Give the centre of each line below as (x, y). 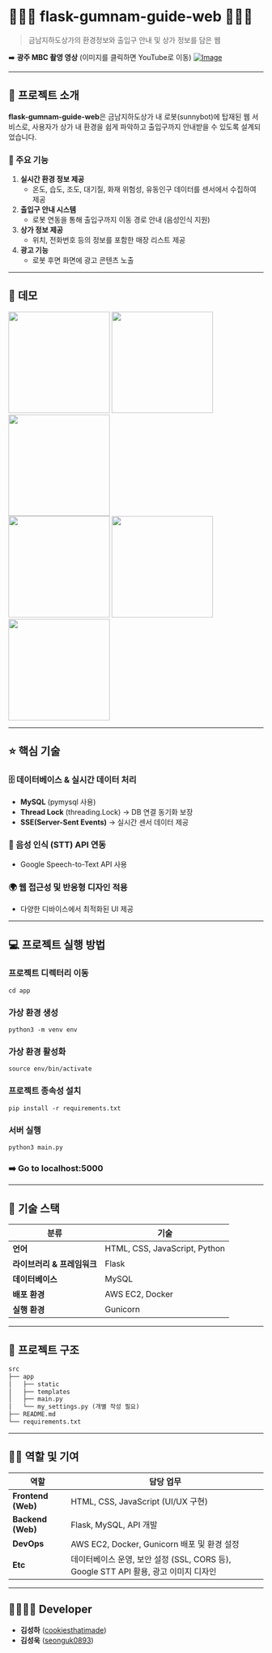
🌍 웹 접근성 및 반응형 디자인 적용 (68, 887)
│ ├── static (34, 1384)
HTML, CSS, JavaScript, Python (165, 1249)
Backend (30, 1519)
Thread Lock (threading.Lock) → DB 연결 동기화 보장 (106, 811)
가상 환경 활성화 (37, 1052)
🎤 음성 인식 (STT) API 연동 (57, 845)
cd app (19, 990)
